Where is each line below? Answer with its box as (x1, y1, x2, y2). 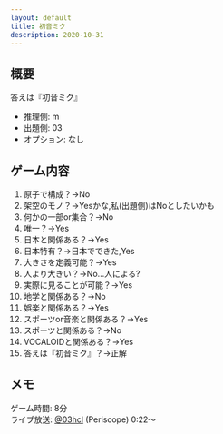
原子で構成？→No (23, 189, 91, 200)
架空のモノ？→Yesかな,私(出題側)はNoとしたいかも (23, 201, 216, 211)
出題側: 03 (23, 123, 63, 133)
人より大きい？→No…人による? (23, 269, 141, 279)
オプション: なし (23, 133, 84, 145)
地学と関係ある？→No (23, 291, 107, 301)
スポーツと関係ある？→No (23, 325, 121, 336)
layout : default (10, 13, 72, 23)
